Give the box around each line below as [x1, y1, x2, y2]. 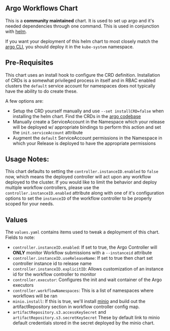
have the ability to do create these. [5, 88, 78, 94]
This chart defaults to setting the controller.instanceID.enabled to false [5, 168, 159, 174]
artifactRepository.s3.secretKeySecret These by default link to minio [12, 315, 160, 321]
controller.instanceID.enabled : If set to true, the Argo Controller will [12, 244, 157, 251]
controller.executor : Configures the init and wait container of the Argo [12, 277, 162, 283]
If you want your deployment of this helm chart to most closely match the [5, 38, 158, 44]
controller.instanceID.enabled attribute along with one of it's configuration [5, 190, 164, 196]
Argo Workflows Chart [5, 4, 78, 13]
